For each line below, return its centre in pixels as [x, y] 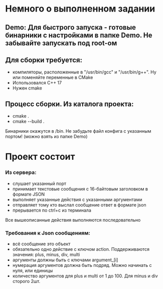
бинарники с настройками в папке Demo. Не [79, 35]
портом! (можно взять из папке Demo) [46, 137]
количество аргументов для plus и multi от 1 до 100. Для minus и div [85, 276]
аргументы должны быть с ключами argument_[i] [65, 260]
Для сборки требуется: [44, 60]
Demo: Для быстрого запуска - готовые [71, 27]
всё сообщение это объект [41, 244]
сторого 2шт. [26, 281]
